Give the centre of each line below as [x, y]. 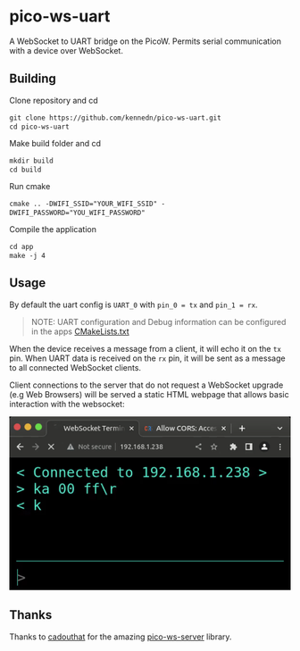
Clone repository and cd [54, 100]
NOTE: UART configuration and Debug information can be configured [158, 321]
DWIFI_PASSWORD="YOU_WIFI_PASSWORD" [77, 213]
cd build [25, 170]
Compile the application [53, 229]
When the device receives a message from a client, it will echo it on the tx [146, 348]
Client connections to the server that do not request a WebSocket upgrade [146, 385]
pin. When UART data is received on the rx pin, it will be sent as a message [147, 358]
